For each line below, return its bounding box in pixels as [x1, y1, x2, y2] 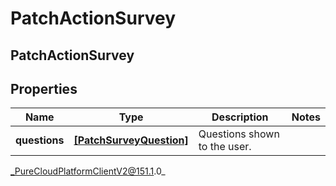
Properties [10, 80, 78, 97]
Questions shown [198, 127, 280, 141]
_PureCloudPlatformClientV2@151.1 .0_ [10, 165, 166, 177]
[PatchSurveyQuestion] [73, 133, 189, 147]
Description [211, 110, 269, 124]
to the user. [198, 140, 252, 154]
